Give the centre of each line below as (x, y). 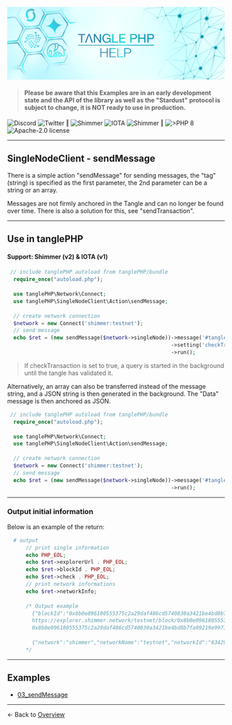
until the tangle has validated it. (68, 373)
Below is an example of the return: (56, 526)
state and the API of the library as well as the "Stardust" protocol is (122, 100)
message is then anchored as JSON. (59, 401)
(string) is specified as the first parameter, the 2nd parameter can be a (107, 183)
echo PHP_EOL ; (46, 555)
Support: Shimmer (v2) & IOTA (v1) (58, 257)
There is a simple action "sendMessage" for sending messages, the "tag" (112, 175)
